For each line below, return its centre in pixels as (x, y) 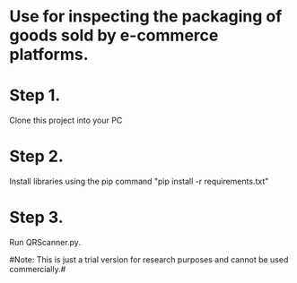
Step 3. (37, 218)
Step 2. (37, 156)
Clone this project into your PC (66, 120)
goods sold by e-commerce (114, 35)
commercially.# (38, 269)
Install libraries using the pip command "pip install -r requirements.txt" (139, 182)
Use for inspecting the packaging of (146, 17)
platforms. (49, 55)
